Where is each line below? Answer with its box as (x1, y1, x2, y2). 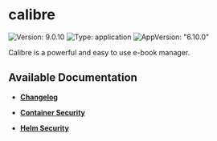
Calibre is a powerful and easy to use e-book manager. (8, 47, 190, 57)
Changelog (19, 92, 59, 102)
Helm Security (19, 123, 70, 133)
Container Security (19, 107, 86, 117)
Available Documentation (8, 70, 138, 85)
